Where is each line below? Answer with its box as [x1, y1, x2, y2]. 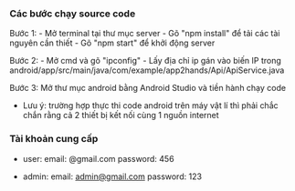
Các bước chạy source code [9, 7, 136, 20]
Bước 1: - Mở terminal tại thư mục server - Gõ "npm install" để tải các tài [9, 28, 280, 39]
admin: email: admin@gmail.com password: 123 [22, 171, 203, 182]
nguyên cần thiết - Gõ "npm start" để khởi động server [9, 37, 216, 48]
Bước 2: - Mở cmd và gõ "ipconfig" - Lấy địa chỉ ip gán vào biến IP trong [9, 55, 281, 66]
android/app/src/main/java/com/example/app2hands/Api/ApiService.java [9, 65, 285, 75]
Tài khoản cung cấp [9, 133, 99, 146]
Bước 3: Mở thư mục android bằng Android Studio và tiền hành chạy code [9, 83, 286, 94]
